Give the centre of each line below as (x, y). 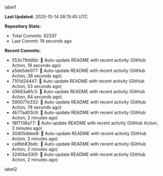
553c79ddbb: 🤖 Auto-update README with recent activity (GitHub (79, 60)
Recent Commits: (23, 51)
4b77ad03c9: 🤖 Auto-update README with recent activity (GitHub (79, 112)
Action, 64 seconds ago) (37, 97)
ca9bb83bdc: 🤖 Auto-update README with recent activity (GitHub (79, 144)
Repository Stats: (23, 26)
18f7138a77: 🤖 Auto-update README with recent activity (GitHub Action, (85, 123)
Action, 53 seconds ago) (37, 86)
